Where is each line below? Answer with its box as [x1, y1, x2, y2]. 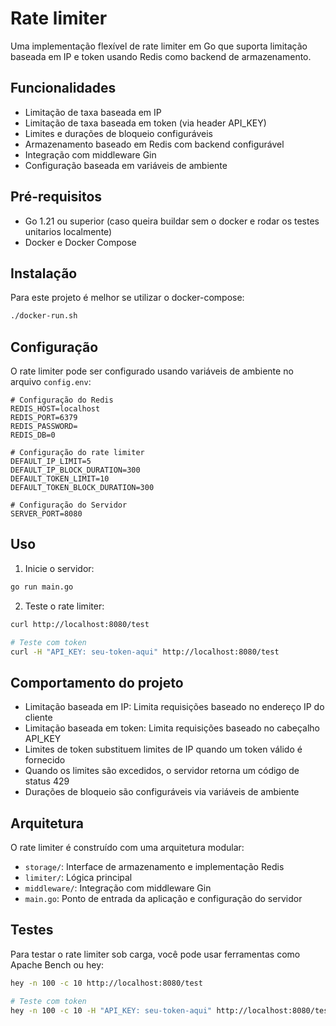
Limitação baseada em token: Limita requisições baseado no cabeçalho [24, 722, 320, 734]
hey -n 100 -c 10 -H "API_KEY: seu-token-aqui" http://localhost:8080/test [10, 1005, 333, 1016]
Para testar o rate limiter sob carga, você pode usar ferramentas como [10, 948, 301, 960]
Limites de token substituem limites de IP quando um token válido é [24, 743, 303, 756]
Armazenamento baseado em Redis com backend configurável [24, 138, 285, 150]
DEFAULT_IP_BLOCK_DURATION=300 [10, 465, 141, 476]
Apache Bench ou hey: [10, 958, 105, 971]
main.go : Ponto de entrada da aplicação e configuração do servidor [24, 893, 303, 904]
